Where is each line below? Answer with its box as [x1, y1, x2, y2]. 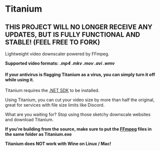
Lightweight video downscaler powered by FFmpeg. [5, 51, 110, 57]
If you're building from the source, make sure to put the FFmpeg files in [5, 126, 152, 132]
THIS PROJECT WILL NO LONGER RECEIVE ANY [5, 23, 153, 31]
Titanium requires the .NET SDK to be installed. [5, 88, 100, 94]
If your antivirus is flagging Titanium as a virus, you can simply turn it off [5, 72, 155, 77]
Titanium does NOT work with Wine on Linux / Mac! [5, 141, 111, 147]
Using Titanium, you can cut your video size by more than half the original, [5, 97, 155, 103]
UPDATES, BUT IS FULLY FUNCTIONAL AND [5, 30, 140, 38]
